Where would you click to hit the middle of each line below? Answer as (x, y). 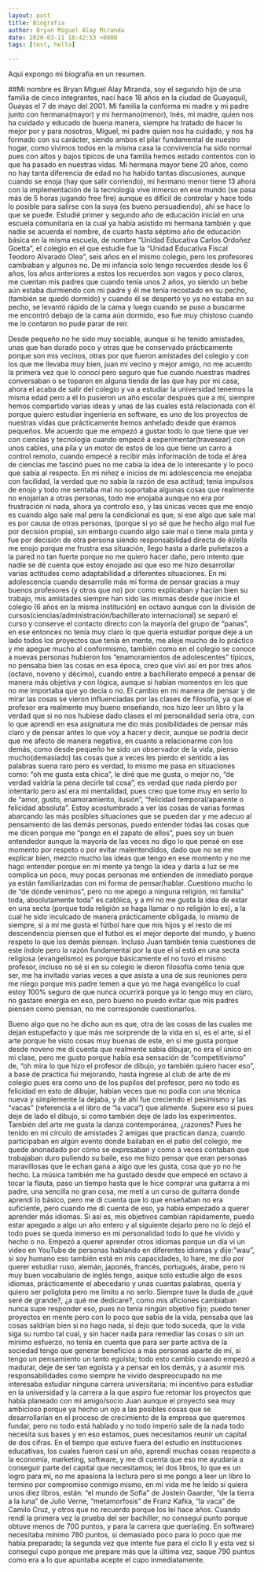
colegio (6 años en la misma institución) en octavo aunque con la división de (132, 607)
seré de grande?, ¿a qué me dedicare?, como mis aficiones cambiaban (123, 1300)
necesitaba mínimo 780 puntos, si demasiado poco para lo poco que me (125, 1535)
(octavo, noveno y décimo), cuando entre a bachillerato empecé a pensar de (132, 674)
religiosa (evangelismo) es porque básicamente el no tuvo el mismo (117, 959)
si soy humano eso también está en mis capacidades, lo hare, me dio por (126, 1258)
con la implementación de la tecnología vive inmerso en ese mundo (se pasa (132, 190)
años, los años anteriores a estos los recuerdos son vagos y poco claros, (126, 273)
